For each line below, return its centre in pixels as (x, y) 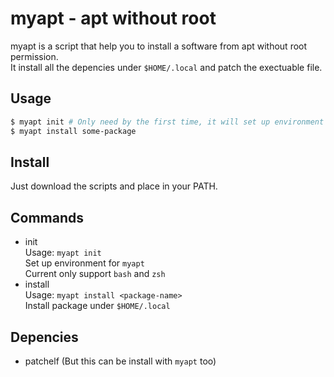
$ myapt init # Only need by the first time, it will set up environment (167, 122)
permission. (34, 56)
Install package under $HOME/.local (97, 306)
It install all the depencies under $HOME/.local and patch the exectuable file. (166, 67)
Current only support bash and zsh (95, 274)
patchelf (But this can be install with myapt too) (120, 361)
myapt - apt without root (113, 18)
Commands (47, 217)
